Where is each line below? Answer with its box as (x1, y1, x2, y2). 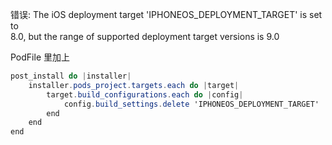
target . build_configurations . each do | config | (46, 89, 244, 100)
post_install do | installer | (10, 71, 132, 81)
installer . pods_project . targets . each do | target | (28, 80, 240, 90)
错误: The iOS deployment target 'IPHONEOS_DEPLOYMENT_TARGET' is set (10, 9, 323, 20)
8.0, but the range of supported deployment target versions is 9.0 (10, 31, 280, 42)
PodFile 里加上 (10, 51, 70, 63)
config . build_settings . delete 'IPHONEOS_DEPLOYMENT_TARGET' (63, 99, 320, 109)
